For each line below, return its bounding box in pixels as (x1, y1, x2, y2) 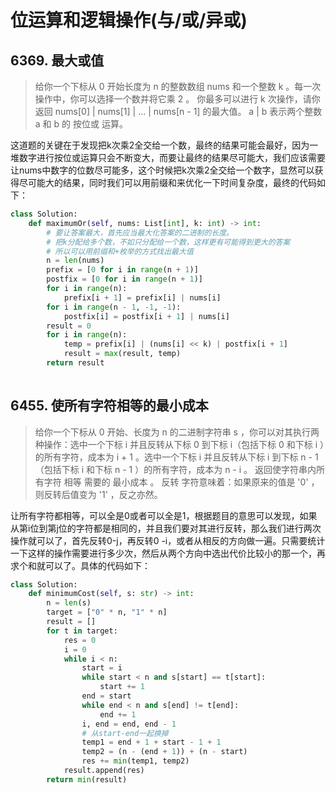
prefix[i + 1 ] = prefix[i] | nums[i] (63, 292, 222, 303)
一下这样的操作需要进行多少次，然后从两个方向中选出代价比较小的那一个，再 (10, 547, 326, 559)
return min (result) (46, 774, 128, 785)
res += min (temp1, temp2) (81, 756, 190, 766)
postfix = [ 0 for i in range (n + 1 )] (46, 274, 203, 285)
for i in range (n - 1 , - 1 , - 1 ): (46, 302, 182, 312)
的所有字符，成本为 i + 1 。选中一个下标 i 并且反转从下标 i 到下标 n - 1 (34, 451, 319, 463)
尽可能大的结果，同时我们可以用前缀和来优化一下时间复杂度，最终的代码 (18, 177, 317, 188)
